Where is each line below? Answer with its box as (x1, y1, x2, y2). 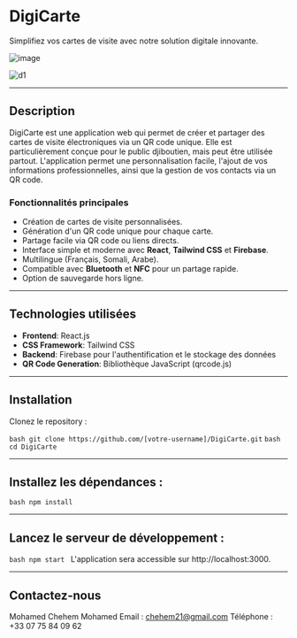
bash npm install (9, 498, 73, 507)
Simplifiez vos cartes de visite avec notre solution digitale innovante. (9, 35, 259, 46)
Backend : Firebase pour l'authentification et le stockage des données (21, 349, 277, 359)
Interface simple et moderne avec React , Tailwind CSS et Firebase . (21, 245, 270, 256)
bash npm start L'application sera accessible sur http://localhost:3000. (9, 554, 271, 565)
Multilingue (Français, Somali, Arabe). (21, 254, 159, 265)
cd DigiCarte (9, 442, 57, 451)
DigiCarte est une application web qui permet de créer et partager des (9, 127, 265, 138)
